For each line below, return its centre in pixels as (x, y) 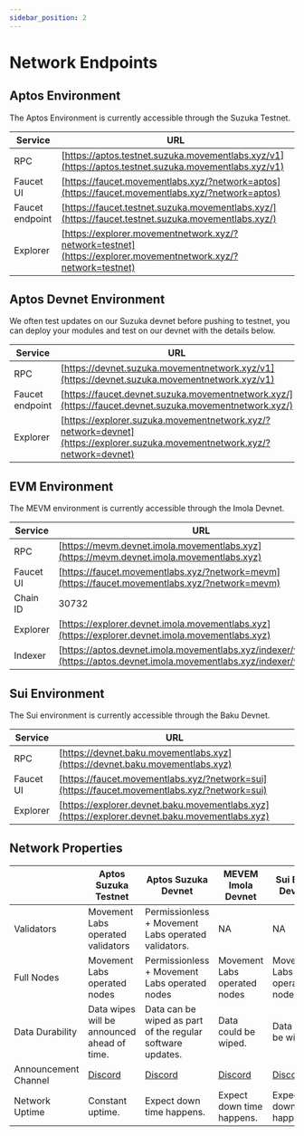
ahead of (107, 1043)
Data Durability (46, 1031)
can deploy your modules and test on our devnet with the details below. (142, 330)
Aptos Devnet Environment (87, 300)
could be (237, 1031)
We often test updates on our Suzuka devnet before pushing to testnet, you (150, 321)
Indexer (30, 655)
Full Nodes (37, 977)
